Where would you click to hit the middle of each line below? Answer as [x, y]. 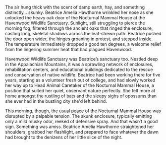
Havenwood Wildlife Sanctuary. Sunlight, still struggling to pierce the [75, 23]
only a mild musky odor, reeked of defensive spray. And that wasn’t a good [82, 121]
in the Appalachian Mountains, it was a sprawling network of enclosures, [79, 64]
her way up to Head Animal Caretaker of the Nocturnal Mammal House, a [80, 85]
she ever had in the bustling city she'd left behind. [56, 101]
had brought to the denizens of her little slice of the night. [64, 137]
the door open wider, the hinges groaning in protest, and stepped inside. [79, 39]
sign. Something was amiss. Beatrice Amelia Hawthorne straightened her [80, 127]
